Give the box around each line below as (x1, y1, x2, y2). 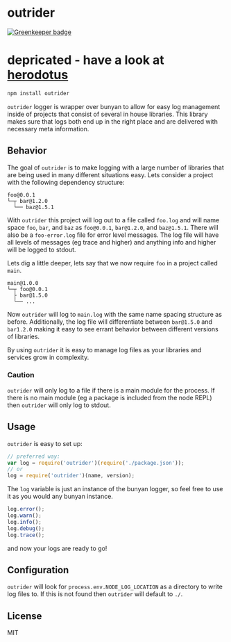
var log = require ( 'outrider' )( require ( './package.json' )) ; (7, 459, 185, 466)
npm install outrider (7, 90, 70, 97)
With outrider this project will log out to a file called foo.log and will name (7, 215, 220, 224)
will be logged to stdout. (7, 245, 76, 254)
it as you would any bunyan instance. (7, 492, 113, 501)
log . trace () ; (7, 532, 45, 538)
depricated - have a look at (7, 52, 164, 68)
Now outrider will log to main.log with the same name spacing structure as (7, 310, 222, 318)
